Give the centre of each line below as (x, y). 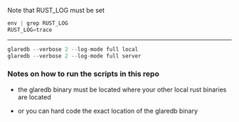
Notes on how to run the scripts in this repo (84, 74)
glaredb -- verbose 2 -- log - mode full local (73, 49)
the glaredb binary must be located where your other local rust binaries (122, 89)
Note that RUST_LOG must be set (56, 10)
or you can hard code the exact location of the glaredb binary (107, 111)
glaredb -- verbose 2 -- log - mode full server (74, 56)
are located (34, 97)
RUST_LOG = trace (30, 30)
